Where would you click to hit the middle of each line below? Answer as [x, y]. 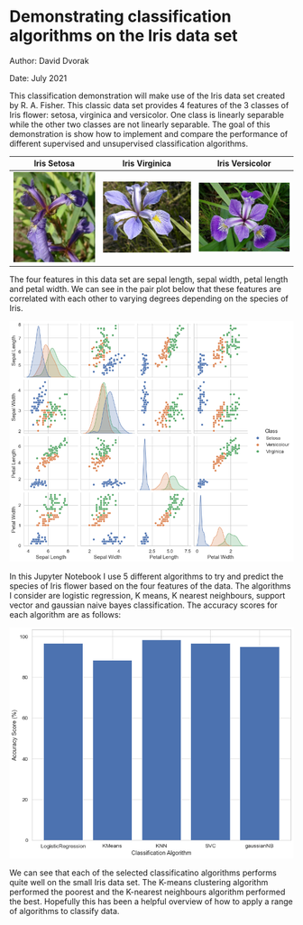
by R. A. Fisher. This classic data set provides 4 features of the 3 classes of [149, 105]
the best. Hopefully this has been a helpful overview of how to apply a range [151, 901]
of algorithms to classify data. [64, 911]
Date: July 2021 [38, 78]
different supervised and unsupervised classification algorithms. [129, 143]
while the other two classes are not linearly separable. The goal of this [140, 124]
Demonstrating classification [120, 17]
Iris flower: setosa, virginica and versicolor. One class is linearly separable [147, 114]
